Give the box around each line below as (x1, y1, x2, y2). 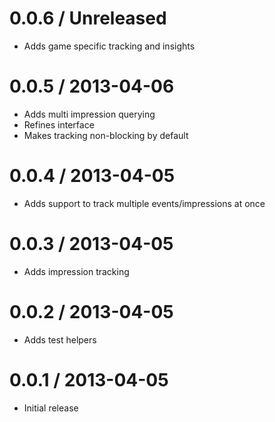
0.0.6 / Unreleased (9, 7, 167, 30)
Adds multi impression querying (23, 108, 156, 120)
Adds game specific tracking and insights (23, 40, 196, 52)
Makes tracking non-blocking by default (23, 129, 189, 141)
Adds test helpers (23, 333, 97, 346)
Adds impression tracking (23, 265, 130, 277)
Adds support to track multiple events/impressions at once (23, 197, 266, 209)
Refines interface (23, 118, 95, 131)
